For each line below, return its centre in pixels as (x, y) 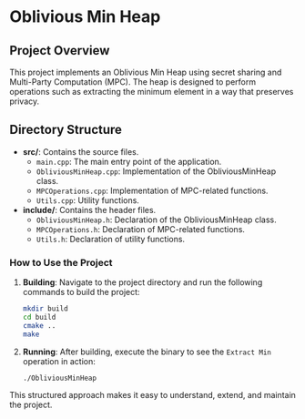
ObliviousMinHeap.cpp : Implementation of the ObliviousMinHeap (156, 171)
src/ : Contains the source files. (81, 151)
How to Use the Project (61, 262)
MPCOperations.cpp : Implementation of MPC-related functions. (152, 190)
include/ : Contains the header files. (89, 209)
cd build (39, 317)
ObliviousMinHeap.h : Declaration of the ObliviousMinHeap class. (156, 220)
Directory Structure (66, 130)
